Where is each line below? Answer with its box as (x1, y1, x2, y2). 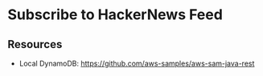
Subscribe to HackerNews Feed (7, 6, 223, 24)
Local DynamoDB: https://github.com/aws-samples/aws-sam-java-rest (18, 58, 255, 68)
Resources (7, 38, 63, 51)
